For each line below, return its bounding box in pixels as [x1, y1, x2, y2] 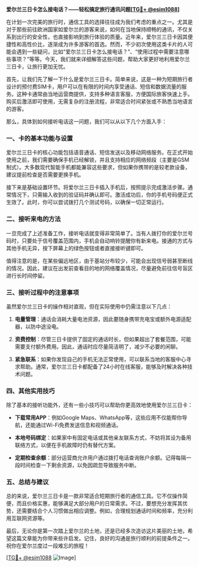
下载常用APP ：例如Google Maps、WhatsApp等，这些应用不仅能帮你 [14, 414, 182, 421]
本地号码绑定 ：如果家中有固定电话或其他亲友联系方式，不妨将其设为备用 [14, 434, 191, 442]
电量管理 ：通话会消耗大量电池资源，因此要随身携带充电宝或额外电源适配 [14, 315, 191, 323]
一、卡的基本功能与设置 [6, 134, 73, 142]
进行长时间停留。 [6, 272, 48, 279]
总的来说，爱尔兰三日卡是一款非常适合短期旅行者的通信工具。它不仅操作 [6, 493, 182, 500]
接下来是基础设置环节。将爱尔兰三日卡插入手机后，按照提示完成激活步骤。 [6, 184, 188, 191]
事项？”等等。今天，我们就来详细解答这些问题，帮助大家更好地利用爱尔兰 [11, 56, 191, 62]
